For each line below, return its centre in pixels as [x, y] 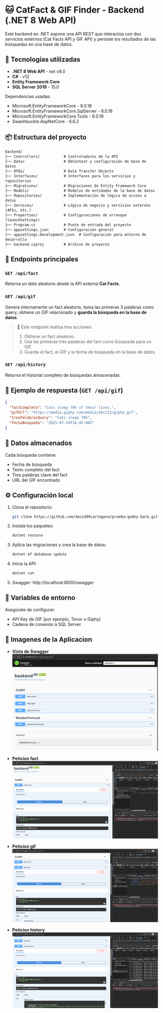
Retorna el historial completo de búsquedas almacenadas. [63, 375]
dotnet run [23, 573]
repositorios [18, 181]
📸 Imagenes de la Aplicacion [49, 639]
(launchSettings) [23, 220]
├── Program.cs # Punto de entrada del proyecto [68, 225]
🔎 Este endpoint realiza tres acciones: [55, 327]
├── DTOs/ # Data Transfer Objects [59, 171]
